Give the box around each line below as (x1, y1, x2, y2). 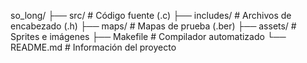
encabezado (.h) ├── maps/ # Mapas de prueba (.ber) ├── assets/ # (10, 20, 297, 32)
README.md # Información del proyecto (10, 41, 177, 53)
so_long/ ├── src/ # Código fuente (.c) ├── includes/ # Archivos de (10, 10, 292, 21)
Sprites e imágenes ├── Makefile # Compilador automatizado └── (10, 31, 287, 42)
